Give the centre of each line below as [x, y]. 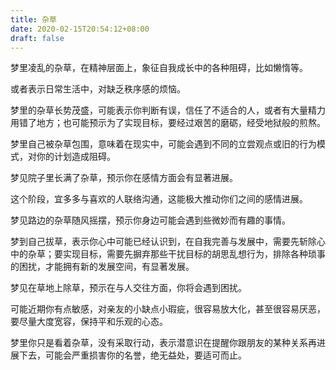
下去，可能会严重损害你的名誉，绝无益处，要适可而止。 [132, 355]
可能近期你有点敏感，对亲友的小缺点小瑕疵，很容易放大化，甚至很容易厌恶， [168, 309]
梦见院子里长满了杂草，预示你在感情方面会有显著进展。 [124, 178]
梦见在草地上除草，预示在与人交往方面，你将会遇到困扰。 [128, 288]
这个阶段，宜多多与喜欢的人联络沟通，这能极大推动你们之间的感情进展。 [159, 199]
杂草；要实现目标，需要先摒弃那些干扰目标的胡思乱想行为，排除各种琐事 [176, 254]
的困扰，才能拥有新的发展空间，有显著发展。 [102, 267]
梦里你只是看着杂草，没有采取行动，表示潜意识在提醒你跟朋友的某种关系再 [163, 343]
